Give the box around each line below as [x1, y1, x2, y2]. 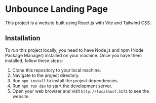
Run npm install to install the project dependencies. [12, 77, 119, 83]
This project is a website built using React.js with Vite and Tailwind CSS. [5, 20, 152, 26]
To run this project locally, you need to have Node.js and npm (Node [5, 47, 144, 53]
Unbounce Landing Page [5, 3, 108, 15]
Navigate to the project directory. [12, 72, 80, 78]
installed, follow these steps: [5, 58, 63, 64]
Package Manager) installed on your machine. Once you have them [5, 52, 142, 58]
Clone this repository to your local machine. [12, 67, 101, 73]
